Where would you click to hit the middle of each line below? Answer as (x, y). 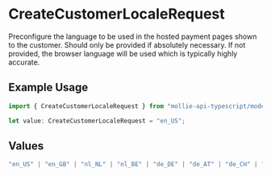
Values (26, 146)
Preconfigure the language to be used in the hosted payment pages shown (133, 36)
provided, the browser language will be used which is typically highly (123, 53)
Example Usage (48, 88)
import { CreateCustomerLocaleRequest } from (86, 106)
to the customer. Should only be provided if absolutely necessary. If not (127, 44)
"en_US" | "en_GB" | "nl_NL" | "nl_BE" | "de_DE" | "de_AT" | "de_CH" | (133, 165)
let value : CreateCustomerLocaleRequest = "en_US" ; (97, 121)
